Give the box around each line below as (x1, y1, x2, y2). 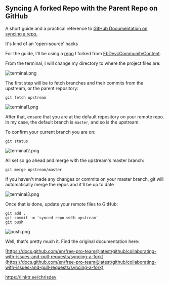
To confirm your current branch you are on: (5, 129, 96, 135)
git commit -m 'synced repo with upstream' (5, 215, 99, 220)
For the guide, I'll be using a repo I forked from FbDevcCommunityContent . (5, 50, 161, 56)
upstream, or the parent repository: (5, 85, 78, 91)
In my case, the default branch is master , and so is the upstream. (5, 119, 140, 125)
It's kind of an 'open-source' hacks (5, 40, 78, 47)
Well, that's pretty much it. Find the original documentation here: (5, 238, 140, 245)
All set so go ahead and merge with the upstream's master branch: (5, 157, 144, 164)
